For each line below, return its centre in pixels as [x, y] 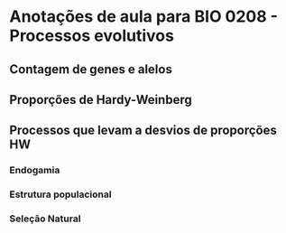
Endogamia [35, 171]
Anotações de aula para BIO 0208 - [143, 17]
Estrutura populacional [60, 194]
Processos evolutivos [92, 36]
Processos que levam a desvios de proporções [143, 130]
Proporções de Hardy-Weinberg [101, 100]
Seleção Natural [45, 219]
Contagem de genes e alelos [91, 69]
